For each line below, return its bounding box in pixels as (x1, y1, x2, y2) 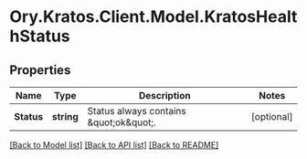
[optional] (250, 111, 293, 122)
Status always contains (87, 105, 186, 117)
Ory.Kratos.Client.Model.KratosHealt (9, 6, 298, 27)
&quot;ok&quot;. (87, 116, 157, 129)
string (51, 111, 79, 122)
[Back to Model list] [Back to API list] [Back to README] (9, 140, 219, 150)
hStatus (9, 26, 70, 47)
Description (138, 90, 191, 101)
